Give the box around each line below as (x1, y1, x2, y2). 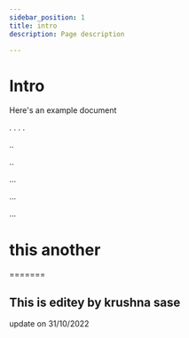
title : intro (9, 21, 58, 30)
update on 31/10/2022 (9, 318, 90, 329)
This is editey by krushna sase (9, 294, 181, 310)
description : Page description (9, 29, 125, 38)
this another (9, 239, 101, 260)
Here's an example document (9, 105, 117, 116)
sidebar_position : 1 (9, 12, 86, 22)
